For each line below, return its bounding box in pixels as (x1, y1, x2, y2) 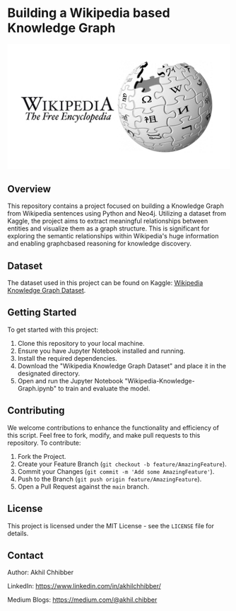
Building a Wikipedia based (7, 5, 171, 21)
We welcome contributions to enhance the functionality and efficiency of (7, 423, 219, 432)
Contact (7, 549, 44, 561)
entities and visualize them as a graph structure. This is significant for (7, 224, 210, 233)
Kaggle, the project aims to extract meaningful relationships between (7, 217, 208, 226)
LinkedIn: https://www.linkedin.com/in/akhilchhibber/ (7, 582, 161, 590)
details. (7, 529, 29, 537)
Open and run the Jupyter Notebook (17, 376, 124, 385)
